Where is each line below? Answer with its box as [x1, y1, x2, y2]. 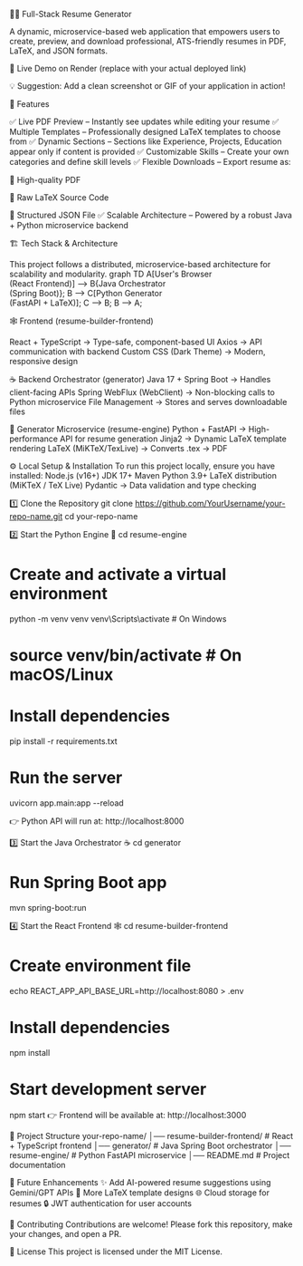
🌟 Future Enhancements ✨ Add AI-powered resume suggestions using [9, 1176, 271, 1187]
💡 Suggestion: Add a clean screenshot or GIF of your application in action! [9, 81, 286, 91]
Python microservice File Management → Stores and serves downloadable [9, 397, 288, 407]
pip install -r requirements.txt [9, 736, 118, 747]
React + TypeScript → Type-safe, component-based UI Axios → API [9, 336, 262, 347]
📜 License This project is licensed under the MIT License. [9, 1246, 223, 1257]
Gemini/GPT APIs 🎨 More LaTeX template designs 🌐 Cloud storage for [9, 1187, 270, 1198]
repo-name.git [9, 511, 63, 521]
